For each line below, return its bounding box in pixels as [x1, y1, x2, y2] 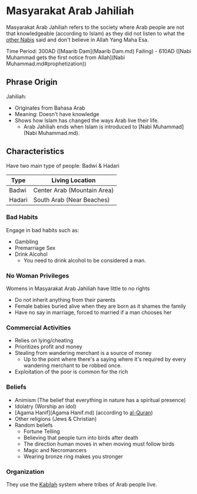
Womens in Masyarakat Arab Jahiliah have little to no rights [6, 285, 150, 292]
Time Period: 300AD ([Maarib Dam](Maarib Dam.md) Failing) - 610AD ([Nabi [6, 47, 192, 54]
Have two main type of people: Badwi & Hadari [6, 162, 120, 169]
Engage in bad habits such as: [6, 226, 80, 233]
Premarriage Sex [14, 244, 56, 251]
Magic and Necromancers [23, 446, 87, 453]
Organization [6, 467, 44, 476]
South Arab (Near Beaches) [33, 196, 110, 204]
